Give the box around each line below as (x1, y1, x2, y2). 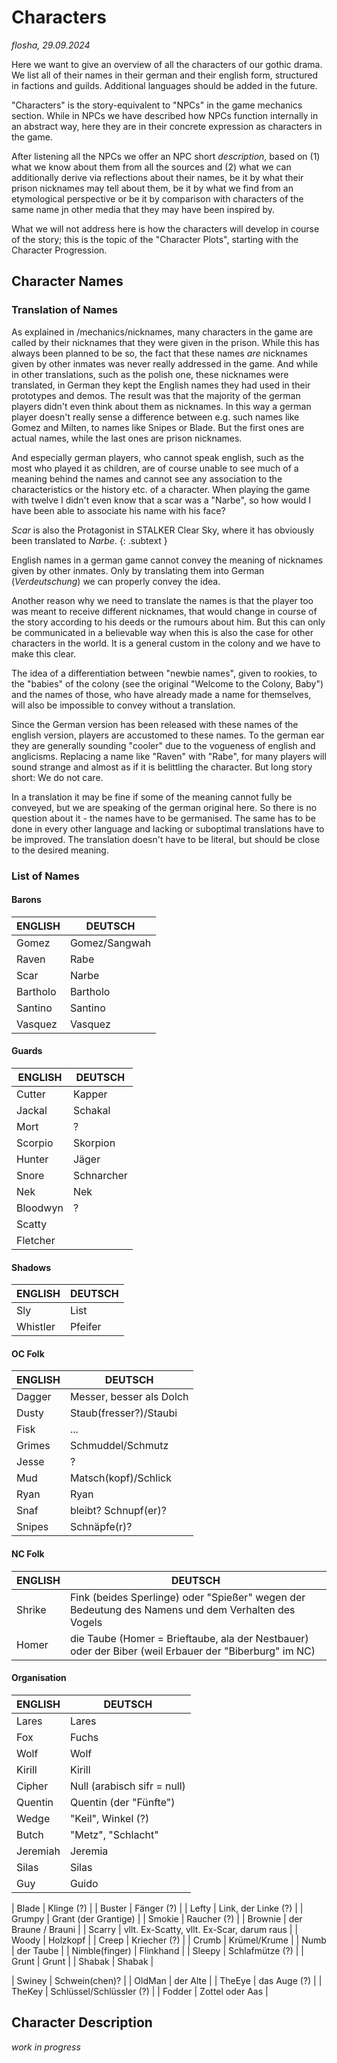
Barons (11, 894, 42, 906)
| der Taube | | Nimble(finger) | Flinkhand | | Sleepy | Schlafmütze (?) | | (11, 1944, 304, 1956)
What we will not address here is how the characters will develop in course (11, 222, 320, 235)
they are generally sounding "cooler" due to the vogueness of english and (11, 739, 316, 751)
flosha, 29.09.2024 (11, 39, 91, 51)
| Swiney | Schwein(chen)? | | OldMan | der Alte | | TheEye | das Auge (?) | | (11, 1974, 323, 1986)
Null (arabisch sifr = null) (69, 1779, 186, 1793)
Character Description (11, 2014, 153, 2031)
